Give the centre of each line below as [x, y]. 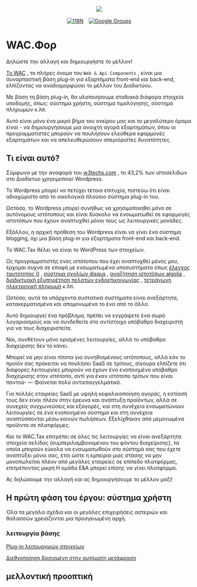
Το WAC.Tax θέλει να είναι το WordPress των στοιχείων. [76, 250]
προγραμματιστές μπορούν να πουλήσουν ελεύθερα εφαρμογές [86, 133]
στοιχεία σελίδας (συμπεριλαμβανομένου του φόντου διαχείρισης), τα [93, 442]
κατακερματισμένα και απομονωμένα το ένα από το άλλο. [78, 304]
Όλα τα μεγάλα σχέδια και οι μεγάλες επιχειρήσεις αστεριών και [87, 512]
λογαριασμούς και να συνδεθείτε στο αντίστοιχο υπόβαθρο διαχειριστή [95, 321]
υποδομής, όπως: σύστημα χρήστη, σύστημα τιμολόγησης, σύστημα [90, 103]
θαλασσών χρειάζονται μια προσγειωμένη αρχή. [66, 518]
